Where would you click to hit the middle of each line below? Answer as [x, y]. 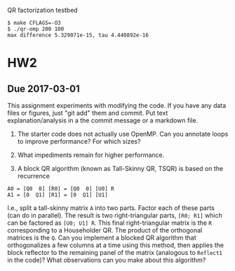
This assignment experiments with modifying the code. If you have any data [117, 105]
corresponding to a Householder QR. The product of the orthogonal [105, 230]
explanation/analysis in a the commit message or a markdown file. [103, 120]
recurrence [34, 176]
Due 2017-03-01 [43, 89]
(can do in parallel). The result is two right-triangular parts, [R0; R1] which [115, 215]
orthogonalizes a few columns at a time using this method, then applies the [116, 245]
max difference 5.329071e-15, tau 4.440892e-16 [78, 35]
